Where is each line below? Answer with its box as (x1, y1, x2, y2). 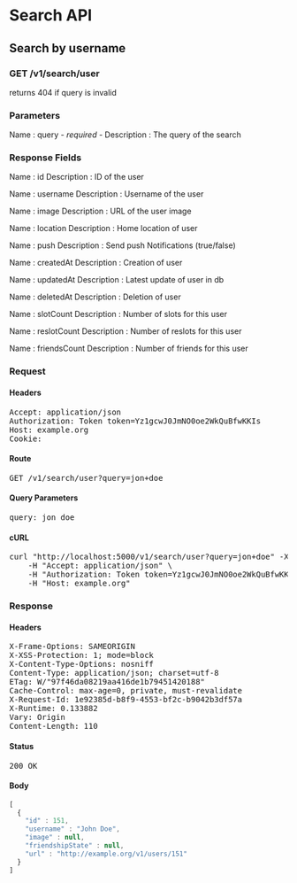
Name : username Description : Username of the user (9, 189, 204, 199)
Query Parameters (9, 492, 79, 503)
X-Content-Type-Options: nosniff (9, 659, 155, 670)
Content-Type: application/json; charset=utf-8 (9, 668, 219, 678)
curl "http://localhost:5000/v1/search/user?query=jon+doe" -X (9, 552, 289, 562)
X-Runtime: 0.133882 (9, 703, 99, 714)
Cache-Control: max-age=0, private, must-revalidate (9, 685, 243, 696)
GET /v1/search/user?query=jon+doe (9, 473, 164, 483)
